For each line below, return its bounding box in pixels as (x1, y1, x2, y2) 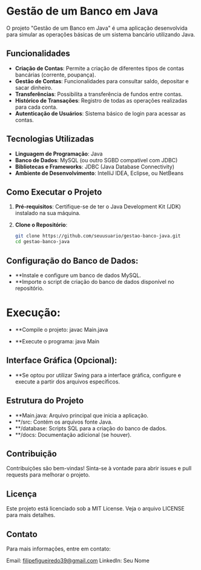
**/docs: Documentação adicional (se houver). (15, 431, 132, 438)
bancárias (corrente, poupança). (15, 71, 96, 78)
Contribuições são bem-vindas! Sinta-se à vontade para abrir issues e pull (6, 465, 192, 472)
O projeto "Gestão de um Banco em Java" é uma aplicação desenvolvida (6, 24, 188, 32)
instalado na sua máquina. (15, 210, 81, 217)
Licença (6, 489, 38, 499)
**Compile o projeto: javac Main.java (15, 326, 108, 333)
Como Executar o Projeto (6, 187, 102, 197)
